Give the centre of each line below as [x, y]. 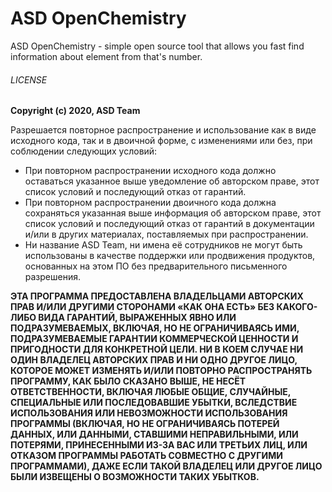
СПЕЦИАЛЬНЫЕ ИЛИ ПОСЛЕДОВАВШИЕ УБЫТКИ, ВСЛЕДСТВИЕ [154, 403]
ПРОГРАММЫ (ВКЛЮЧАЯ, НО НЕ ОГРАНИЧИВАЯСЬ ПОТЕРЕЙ [145, 424]
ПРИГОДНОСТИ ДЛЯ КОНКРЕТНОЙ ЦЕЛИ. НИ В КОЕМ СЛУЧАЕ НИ [157, 349]
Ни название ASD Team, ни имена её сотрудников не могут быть [163, 245]
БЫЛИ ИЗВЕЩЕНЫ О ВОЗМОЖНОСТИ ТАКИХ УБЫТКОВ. [135, 477]
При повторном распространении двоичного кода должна [150, 203]
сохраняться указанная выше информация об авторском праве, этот [173, 213]
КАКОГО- [297, 307]
